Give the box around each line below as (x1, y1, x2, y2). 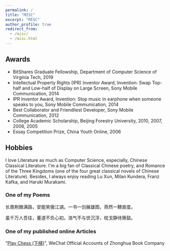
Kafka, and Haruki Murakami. (5, 179, 67, 185)
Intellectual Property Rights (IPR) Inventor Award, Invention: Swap (12, 79, 151, 86)
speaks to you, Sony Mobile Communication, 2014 (12, 101, 119, 108)
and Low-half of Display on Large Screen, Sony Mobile (22, 85, 138, 91)
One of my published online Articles (5, 227, 96, 235)
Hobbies (5, 143, 33, 152)
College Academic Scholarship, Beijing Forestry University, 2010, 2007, (12, 117, 163, 123)
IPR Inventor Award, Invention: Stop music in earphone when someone (12, 96, 162, 102)
